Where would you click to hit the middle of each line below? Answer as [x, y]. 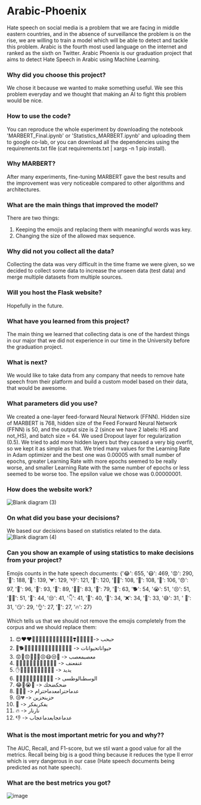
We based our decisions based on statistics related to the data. [84, 531]
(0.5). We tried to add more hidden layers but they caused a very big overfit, [100, 442]
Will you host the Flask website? [54, 292]
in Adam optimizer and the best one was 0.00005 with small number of [94, 455]
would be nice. [25, 100]
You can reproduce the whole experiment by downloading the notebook [95, 129]
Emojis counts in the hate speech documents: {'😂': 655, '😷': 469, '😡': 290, [100, 573]
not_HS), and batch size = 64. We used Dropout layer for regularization [94, 435]
